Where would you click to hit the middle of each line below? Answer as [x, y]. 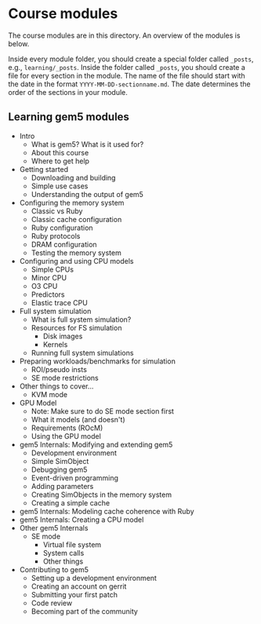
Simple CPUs [53, 269]
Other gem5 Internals [54, 527]
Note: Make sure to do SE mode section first [103, 411]
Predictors [48, 294]
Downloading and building [73, 177]
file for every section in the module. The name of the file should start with [127, 75]
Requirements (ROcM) [67, 428]
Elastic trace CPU [59, 302]
